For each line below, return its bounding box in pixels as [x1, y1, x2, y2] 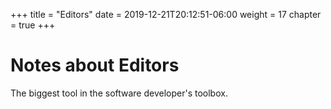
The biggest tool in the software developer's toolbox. [10, 87, 228, 99]
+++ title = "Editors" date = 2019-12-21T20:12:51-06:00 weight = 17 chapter [10, 9, 322, 20]
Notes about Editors [10, 54, 180, 77]
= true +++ [10, 19, 56, 31]
